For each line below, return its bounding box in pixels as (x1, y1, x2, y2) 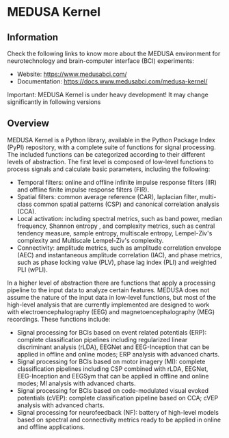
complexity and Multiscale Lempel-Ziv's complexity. (16, 236, 164, 244)
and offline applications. (16, 422, 85, 431)
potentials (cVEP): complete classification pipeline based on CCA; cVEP (16, 394, 219, 402)
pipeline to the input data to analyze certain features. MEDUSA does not (7, 285, 210, 294)
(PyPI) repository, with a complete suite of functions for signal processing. (7, 143, 217, 151)
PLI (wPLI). (16, 265, 48, 274)
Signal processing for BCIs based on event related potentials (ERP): (16, 328, 207, 336)
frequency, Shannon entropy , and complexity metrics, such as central (16, 222, 215, 230)
